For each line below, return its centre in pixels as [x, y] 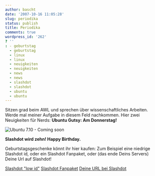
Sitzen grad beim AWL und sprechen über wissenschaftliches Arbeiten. [77, 110]
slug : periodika [21, 19]
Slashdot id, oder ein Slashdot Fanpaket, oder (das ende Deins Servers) [77, 154]
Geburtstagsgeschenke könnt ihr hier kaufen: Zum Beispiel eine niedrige [78, 149]
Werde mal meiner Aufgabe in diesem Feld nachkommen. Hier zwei [72, 115]
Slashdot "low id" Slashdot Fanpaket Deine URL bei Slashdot [66, 169]
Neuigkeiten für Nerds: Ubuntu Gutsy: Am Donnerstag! [61, 120]
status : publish [21, 23]
